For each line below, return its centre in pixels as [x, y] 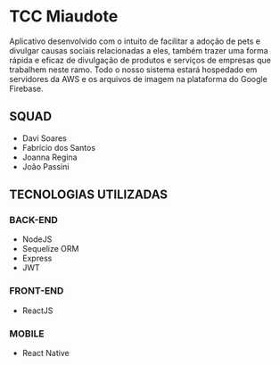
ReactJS [37, 311]
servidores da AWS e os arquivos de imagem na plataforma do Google [138, 79]
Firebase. [27, 88]
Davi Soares [44, 138]
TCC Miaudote [64, 17]
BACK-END [33, 220]
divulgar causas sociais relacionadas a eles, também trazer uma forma [139, 50]
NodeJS [37, 239]
